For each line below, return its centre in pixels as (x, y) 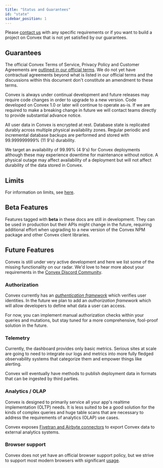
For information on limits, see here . (40, 192)
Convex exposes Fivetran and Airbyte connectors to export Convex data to (80, 427)
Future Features (30, 250)
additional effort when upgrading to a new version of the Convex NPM (75, 230)
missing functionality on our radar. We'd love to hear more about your (75, 267)
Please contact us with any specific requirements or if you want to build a (79, 33)
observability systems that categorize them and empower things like (73, 359)
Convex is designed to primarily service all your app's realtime (67, 402)
